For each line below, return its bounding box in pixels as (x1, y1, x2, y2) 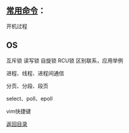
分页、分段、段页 (6, 82, 49, 89)
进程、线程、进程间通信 (6, 69, 64, 76)
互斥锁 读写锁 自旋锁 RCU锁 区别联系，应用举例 (6, 57, 124, 64)
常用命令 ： (6, 5, 46, 16)
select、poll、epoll (6, 95, 53, 102)
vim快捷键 (6, 107, 31, 115)
